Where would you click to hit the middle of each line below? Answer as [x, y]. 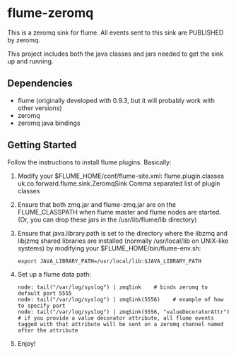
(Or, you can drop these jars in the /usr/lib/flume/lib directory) [107, 219]
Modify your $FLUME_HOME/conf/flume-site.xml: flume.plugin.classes [121, 176]
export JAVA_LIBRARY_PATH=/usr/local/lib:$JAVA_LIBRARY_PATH [110, 261]
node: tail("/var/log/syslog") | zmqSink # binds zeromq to [113, 287]
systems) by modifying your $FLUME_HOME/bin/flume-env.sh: [109, 248]
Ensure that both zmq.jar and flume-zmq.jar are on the [97, 204]
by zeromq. [24, 40]
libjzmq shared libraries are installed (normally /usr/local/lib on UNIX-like [123, 241]
